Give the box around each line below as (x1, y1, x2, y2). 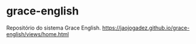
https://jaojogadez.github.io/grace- (102, 24, 190, 31)
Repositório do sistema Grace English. (6, 24, 101, 31)
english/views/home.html (6, 30, 70, 37)
